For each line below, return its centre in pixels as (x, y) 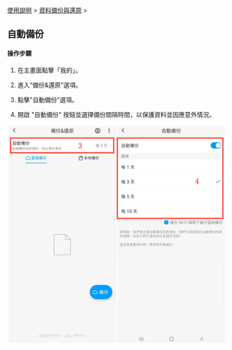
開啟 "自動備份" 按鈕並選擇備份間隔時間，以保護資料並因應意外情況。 (116, 114)
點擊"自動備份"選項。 (48, 100)
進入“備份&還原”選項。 (49, 85)
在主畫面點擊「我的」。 (49, 70)
